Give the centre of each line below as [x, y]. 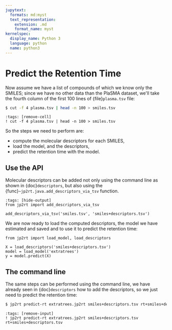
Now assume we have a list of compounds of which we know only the [79, 87]
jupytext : [16, 10]
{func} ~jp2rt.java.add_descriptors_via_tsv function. [62, 191]
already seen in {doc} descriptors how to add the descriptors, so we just [81, 290]
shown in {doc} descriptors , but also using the [54, 186]
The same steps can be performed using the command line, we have [78, 284]
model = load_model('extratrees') [42, 252]
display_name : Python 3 [35, 39]
